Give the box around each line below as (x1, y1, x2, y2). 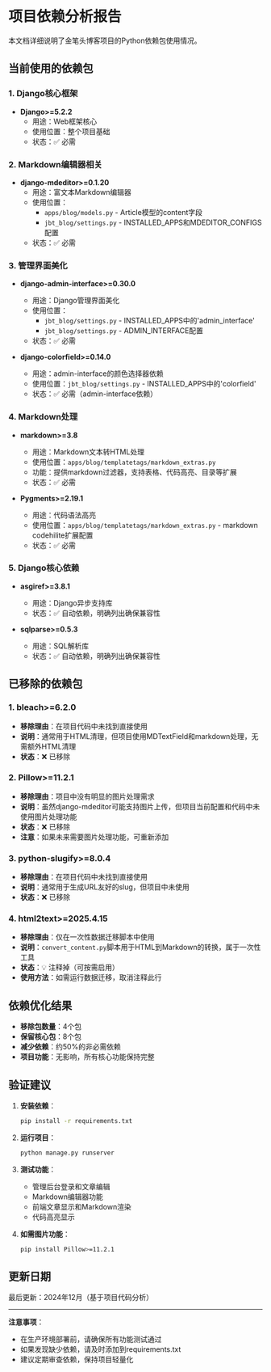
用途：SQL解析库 (31, 640, 90, 651)
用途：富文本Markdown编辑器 (31, 187, 131, 196)
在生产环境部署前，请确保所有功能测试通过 (19, 1335, 162, 1345)
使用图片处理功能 (19, 812, 77, 821)
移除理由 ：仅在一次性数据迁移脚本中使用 (19, 932, 155, 942)
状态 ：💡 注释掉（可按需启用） (19, 963, 119, 973)
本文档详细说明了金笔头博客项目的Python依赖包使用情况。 (8, 36, 202, 45)
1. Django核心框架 (8, 88, 78, 99)
